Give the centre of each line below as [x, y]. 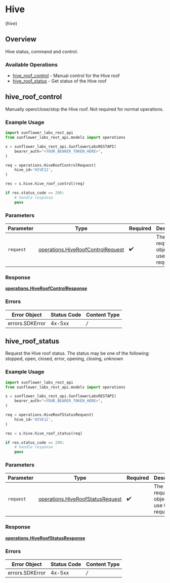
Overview [21, 39]
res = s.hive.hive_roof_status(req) [44, 433]
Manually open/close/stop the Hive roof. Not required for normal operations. [84, 109]
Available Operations [32, 64]
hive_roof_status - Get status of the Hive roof [59, 81]
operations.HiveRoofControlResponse [46, 288]
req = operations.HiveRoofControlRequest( [51, 165]
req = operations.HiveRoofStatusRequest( [50, 415]
